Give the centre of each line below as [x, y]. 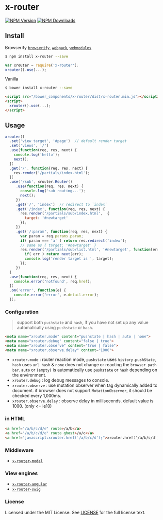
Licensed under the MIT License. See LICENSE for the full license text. [75, 512]
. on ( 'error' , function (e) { [38, 290]
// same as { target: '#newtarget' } [58, 245]
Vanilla [12, 79]
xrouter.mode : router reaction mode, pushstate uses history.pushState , [84, 359]
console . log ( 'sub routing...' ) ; [53, 191]
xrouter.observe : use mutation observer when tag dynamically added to [85, 385]
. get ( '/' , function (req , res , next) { [49, 168]
